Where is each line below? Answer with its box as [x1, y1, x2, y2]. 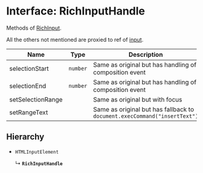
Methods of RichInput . [6, 24, 62, 31]
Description [128, 50, 163, 59]
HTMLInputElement [14, 149, 59, 155]
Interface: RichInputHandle [6, 4, 145, 18]
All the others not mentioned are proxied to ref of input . [6, 36, 144, 43]
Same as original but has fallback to [93, 105, 195, 113]
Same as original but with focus [93, 95, 182, 103]
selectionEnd [9, 82, 47, 90]
